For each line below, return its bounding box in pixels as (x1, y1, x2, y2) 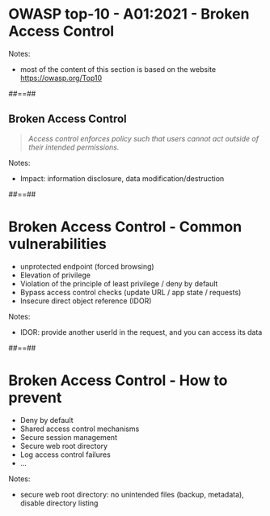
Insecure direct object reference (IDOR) (19, 296, 152, 306)
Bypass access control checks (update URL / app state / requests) (19, 287, 242, 297)
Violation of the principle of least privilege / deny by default (19, 278, 218, 288)
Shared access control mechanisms (19, 424, 140, 434)
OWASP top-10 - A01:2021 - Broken (8, 5, 250, 23)
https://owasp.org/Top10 (19, 73, 103, 82)
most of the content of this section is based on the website (19, 64, 217, 74)
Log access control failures (19, 450, 111, 459)
